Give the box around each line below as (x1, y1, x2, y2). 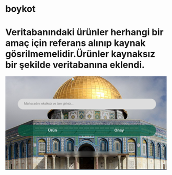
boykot (5, 3, 36, 15)
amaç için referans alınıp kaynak (5, 37, 146, 49)
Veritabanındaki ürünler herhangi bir (5, 27, 164, 38)
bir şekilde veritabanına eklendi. (5, 59, 145, 71)
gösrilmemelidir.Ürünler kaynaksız (5, 48, 156, 60)
